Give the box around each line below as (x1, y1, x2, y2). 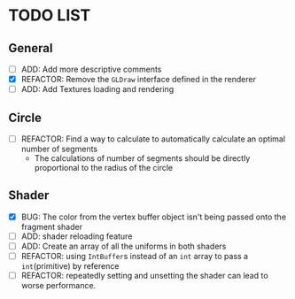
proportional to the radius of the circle (34, 163, 174, 173)
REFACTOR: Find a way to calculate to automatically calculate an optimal (20, 134, 285, 144)
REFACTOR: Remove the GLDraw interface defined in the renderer (20, 74, 256, 85)
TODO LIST (8, 5, 91, 26)
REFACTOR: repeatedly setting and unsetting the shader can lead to (20, 271, 268, 281)
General (8, 41, 54, 56)
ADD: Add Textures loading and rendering (20, 84, 175, 95)
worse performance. (20, 280, 97, 291)
